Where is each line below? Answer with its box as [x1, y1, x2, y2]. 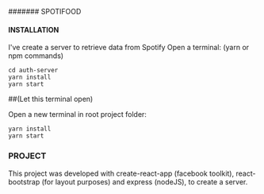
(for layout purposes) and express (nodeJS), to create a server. [41, 177, 248, 186]
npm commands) [8, 51, 64, 60]
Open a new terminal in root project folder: [8, 110, 147, 119]
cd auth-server [8, 67, 59, 75]
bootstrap [8, 177, 40, 186]
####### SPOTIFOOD [8, 7, 82, 16]
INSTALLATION [8, 25, 59, 34]
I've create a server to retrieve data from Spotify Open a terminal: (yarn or [8, 43, 250, 52]
